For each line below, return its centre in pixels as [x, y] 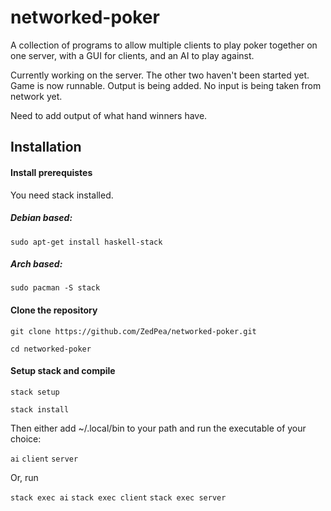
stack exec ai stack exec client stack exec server [118, 497]
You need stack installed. [62, 195]
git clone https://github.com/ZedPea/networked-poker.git [133, 331]
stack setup [35, 392]
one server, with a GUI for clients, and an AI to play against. [132, 55]
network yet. [36, 96]
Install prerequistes [51, 172]
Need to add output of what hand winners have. [109, 115]
